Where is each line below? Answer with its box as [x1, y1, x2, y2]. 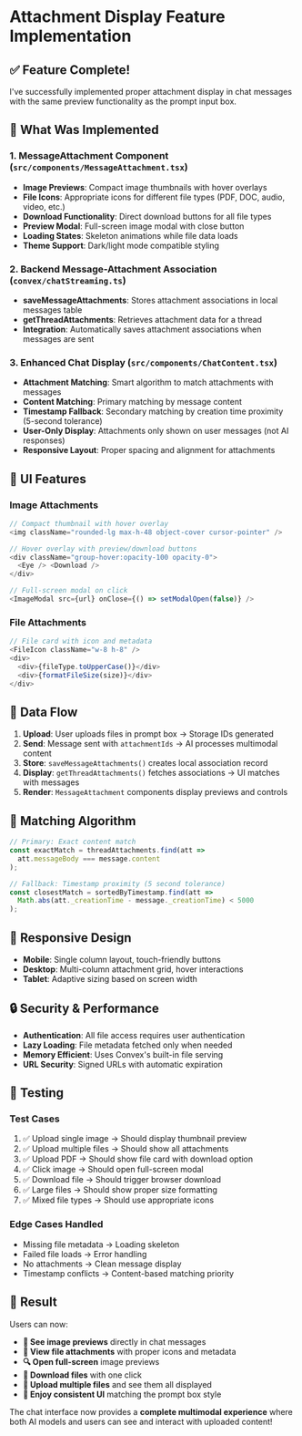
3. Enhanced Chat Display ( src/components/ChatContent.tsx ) [9, 356, 277, 368]
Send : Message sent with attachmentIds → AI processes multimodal [22, 739, 278, 749]
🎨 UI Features [9, 471, 86, 487]
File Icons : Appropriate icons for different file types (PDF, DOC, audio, [22, 191, 286, 202]
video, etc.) [22, 201, 65, 212]
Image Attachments [9, 499, 98, 511]
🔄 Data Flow [9, 704, 78, 719]
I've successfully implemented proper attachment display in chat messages [9, 87, 293, 97]
